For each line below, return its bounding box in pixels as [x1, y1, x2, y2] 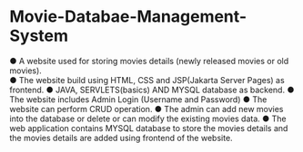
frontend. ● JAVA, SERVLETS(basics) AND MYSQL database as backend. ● [9, 84, 295, 95]
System [9, 25, 69, 46]
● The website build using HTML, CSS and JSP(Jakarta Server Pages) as [9, 74, 285, 85]
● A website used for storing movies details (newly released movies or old [9, 55, 289, 66]
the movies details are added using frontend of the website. [9, 132, 234, 143]
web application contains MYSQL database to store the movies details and [9, 122, 288, 133]
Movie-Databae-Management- [9, 6, 247, 27]
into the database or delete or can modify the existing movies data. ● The [9, 113, 287, 124]
